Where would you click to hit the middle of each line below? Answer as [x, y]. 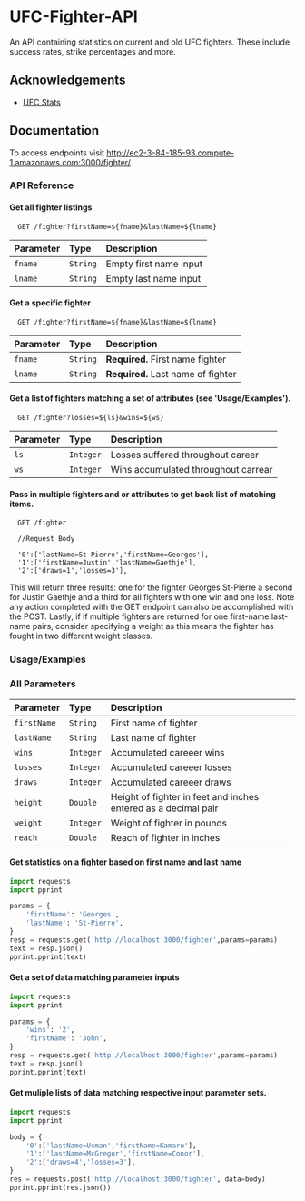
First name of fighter [154, 723]
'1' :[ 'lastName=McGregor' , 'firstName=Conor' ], [115, 1154]
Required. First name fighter [166, 359]
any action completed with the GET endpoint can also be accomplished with [152, 607]
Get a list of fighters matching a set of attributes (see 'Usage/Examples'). [150, 398]
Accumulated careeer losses [172, 767]
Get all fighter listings [51, 207]
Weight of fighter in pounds [168, 823]
